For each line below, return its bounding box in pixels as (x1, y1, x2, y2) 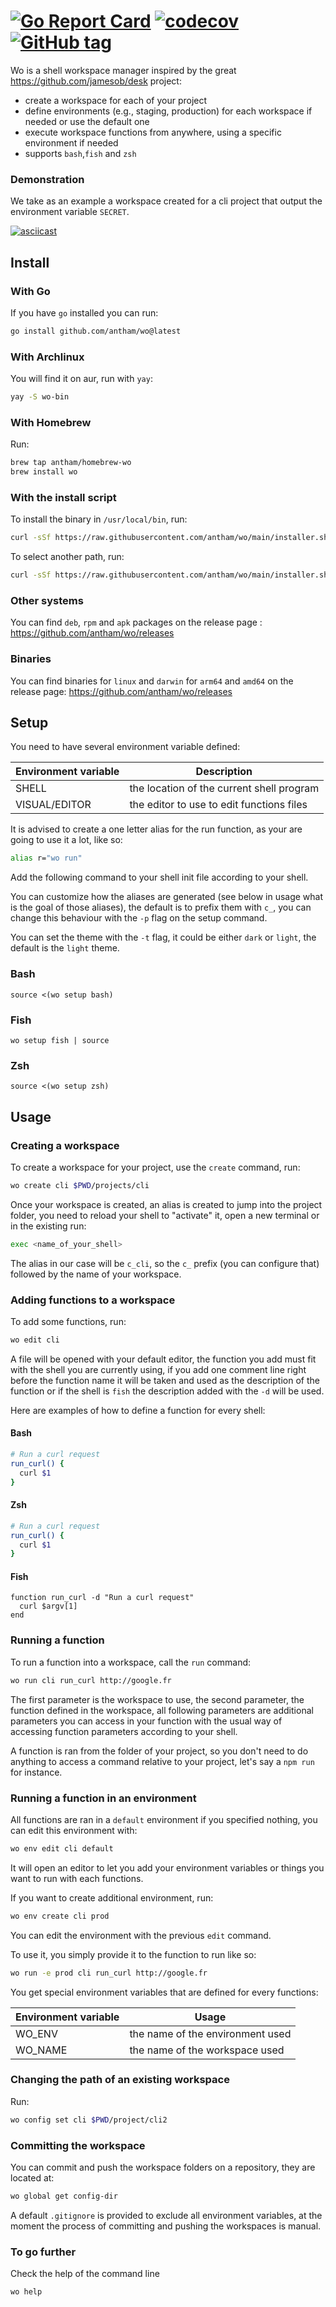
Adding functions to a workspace (10, 1293, 176, 1307)
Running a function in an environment (10, 1791, 197, 1805)
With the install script (10, 490, 117, 504)
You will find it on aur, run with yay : (10, 373, 153, 385)
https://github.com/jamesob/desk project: (10, 75, 182, 87)
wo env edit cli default (10, 1843, 114, 1854)
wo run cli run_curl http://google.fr (10, 1675, 172, 1685)
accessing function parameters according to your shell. (10, 1725, 238, 1737)
